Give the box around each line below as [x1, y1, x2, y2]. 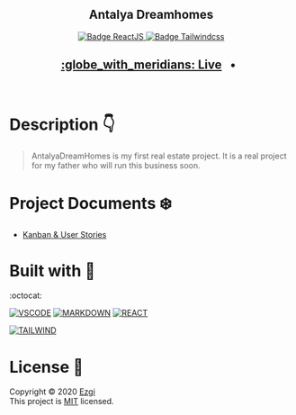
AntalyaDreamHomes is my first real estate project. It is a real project [31, 150, 287, 161]
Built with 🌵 [9, 260, 96, 281]
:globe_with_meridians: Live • [60, 58, 237, 73]
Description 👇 [9, 114, 115, 134]
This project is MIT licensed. [9, 396, 114, 407]
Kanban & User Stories [22, 229, 107, 239]
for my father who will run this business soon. [31, 159, 201, 170]
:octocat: [9, 290, 42, 301]
